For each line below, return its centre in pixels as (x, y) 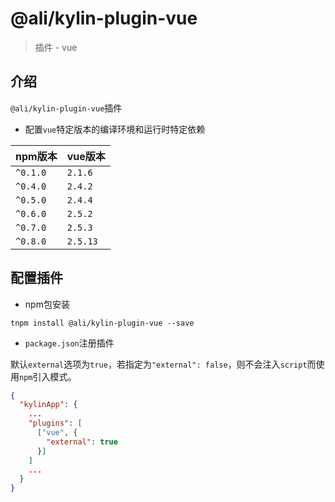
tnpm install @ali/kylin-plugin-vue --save (102, 323)
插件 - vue (56, 47)
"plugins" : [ (55, 423)
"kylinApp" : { (48, 405)
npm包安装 (47, 304)
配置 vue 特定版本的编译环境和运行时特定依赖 (115, 129)
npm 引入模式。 (48, 376)
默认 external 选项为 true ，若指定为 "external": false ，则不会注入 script (159, 364)
